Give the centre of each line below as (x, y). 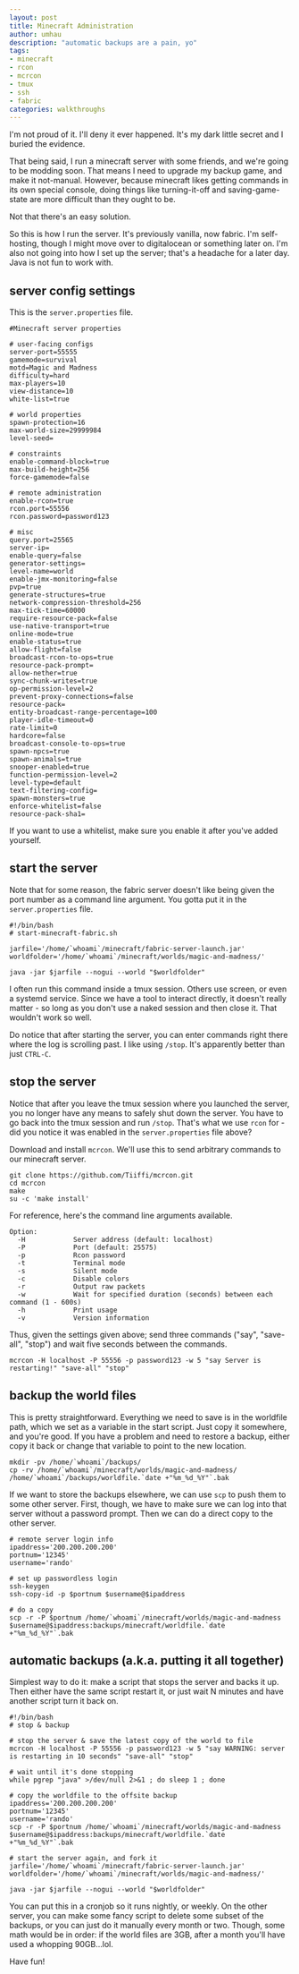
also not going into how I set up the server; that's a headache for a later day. (149, 253)
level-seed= (31, 438)
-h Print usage (67, 1310)
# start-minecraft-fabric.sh (63, 933)
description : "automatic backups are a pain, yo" (104, 43)
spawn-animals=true (46, 760)
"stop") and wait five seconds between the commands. (126, 1344)
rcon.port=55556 (39, 509)
